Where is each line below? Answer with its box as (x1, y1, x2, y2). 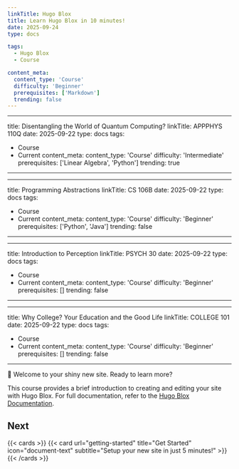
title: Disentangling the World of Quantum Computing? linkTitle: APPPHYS (7, 122, 223, 130)
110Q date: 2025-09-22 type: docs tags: (7, 130, 125, 138)
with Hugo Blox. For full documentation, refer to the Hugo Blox (7, 391, 190, 400)
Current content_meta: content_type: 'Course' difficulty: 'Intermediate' (17, 151, 224, 160)
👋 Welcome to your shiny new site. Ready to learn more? (7, 370, 173, 378)
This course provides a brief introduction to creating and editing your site (7, 384, 222, 393)
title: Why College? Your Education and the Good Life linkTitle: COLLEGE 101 (7, 313, 230, 321)
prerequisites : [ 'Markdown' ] (14, 89, 100, 96)
